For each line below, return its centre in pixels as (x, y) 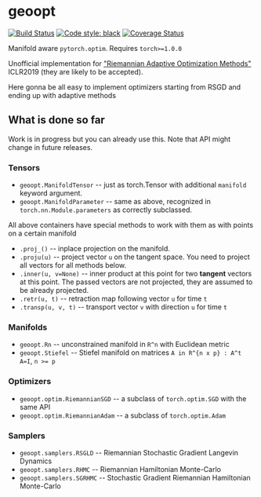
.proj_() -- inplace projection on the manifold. (95, 249)
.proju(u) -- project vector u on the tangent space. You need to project (135, 257)
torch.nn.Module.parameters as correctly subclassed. (106, 210)
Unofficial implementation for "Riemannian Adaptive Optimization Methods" (130, 63)
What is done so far (57, 120)
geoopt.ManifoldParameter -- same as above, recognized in (115, 202)
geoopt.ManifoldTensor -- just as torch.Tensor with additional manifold (133, 185)
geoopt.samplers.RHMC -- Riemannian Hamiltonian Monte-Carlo (120, 469)
